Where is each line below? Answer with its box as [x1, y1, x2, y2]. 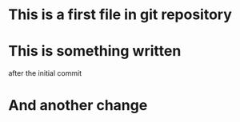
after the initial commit [8, 69, 82, 78]
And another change [8, 96, 148, 115]
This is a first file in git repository [8, 6, 232, 24]
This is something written [8, 42, 182, 61]
